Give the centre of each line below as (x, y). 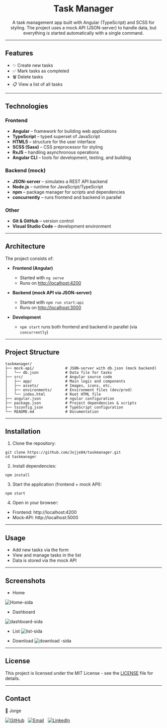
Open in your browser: (35, 503)
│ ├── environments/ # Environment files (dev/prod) (69, 390)
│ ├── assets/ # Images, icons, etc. (59, 386)
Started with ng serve (42, 278)
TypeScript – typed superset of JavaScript (56, 137)
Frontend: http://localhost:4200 (44, 512)
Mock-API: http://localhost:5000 (45, 518)
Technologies (27, 107)
